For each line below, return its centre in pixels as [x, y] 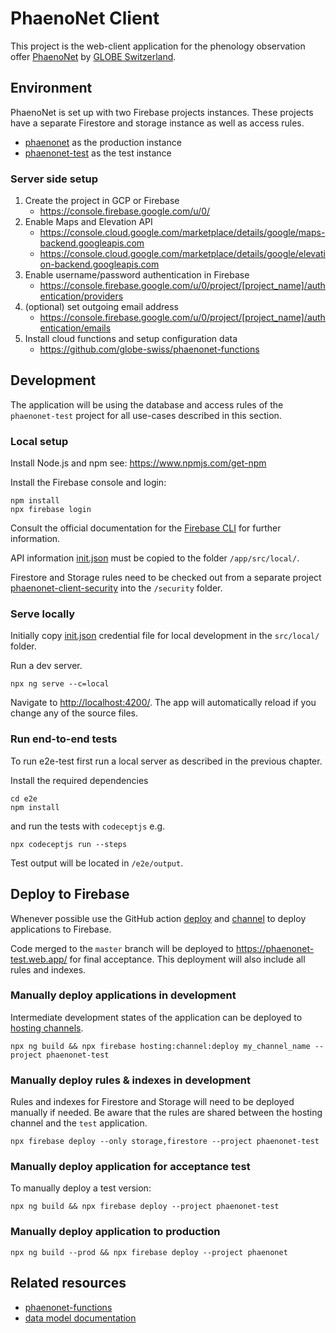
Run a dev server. [46, 666]
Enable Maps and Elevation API [88, 222]
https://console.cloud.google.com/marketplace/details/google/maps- [182, 233]
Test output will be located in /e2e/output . [97, 863]
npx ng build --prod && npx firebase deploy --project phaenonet [149, 1252]
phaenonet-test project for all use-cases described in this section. [146, 415]
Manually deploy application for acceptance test [130, 1167]
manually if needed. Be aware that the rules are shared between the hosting [166, 1113]
